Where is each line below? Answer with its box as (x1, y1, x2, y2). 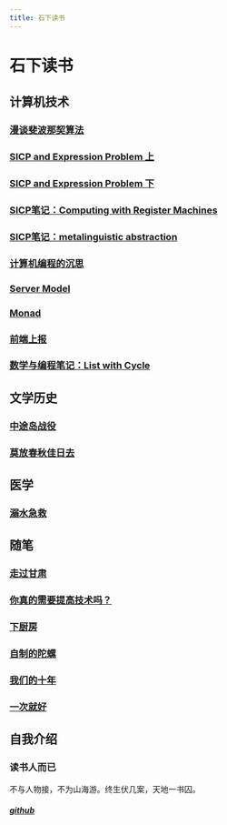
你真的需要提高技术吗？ (9, 594, 112, 607)
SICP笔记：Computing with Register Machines (9, 204, 218, 216)
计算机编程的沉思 (9, 257, 84, 269)
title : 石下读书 (9, 13, 65, 23)
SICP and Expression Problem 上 (9, 151, 154, 164)
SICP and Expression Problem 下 (9, 176, 154, 189)
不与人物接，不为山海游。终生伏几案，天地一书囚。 (9, 783, 201, 794)
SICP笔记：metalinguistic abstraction (9, 230, 178, 243)
